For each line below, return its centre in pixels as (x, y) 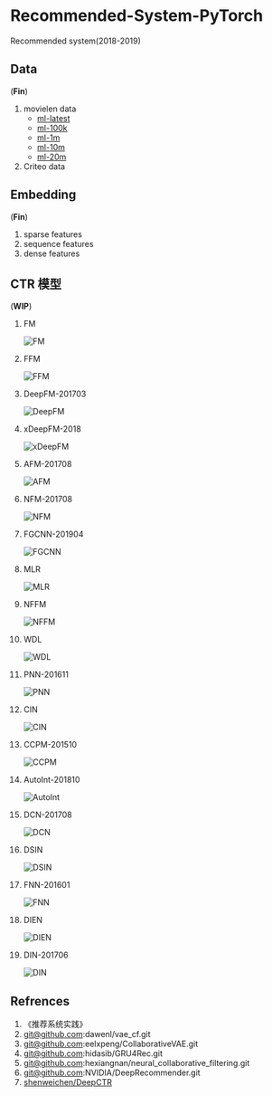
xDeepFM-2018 (52, 429)
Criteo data (44, 166)
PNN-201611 (46, 674)
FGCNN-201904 (53, 534)
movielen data (50, 109)
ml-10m (51, 147)
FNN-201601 (47, 885)
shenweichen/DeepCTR (67, 1082)
